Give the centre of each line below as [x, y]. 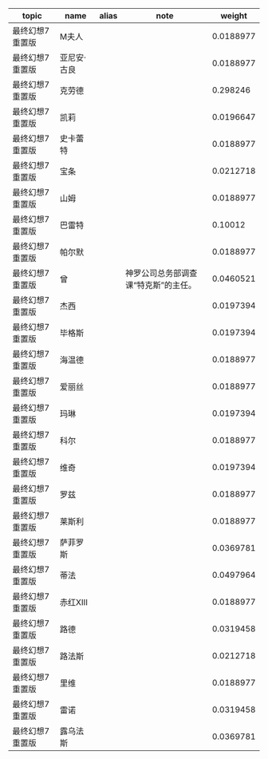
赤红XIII [74, 602]
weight [234, 16]
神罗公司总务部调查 [161, 273]
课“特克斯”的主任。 [161, 285]
